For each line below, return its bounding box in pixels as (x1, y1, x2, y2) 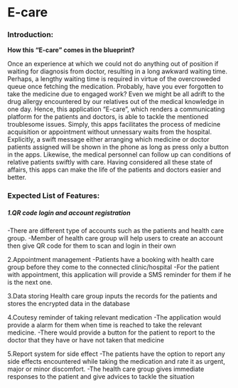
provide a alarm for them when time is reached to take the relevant (7, 321, 202, 330)
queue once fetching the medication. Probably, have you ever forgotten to (7, 83, 224, 91)
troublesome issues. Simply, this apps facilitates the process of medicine (7, 120, 221, 129)
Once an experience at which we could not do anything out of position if (7, 60, 219, 68)
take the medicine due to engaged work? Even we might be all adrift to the (7, 90, 225, 98)
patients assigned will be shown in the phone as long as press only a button (7, 143, 229, 152)
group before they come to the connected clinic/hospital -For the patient (7, 263, 220, 271)
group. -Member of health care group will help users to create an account (7, 234, 223, 243)
